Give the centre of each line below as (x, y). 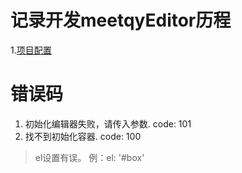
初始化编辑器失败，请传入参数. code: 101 (108, 123)
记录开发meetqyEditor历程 (121, 20)
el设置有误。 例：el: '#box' (89, 157)
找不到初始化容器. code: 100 (83, 136)
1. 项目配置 (31, 50)
